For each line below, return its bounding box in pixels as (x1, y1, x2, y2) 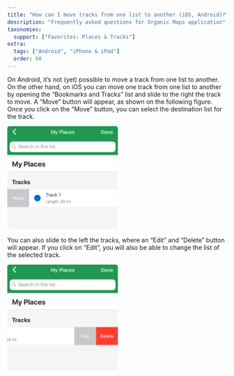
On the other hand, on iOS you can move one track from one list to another (7, 82, 221, 91)
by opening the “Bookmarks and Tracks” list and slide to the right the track (7, 90, 221, 98)
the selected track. (7, 251, 61, 259)
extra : (7, 40, 26, 48)
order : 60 (13, 56, 42, 63)
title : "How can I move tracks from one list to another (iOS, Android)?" (7, 11, 229, 18)
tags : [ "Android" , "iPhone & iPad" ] (13, 48, 120, 55)
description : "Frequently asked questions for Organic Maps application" (7, 18, 226, 26)
